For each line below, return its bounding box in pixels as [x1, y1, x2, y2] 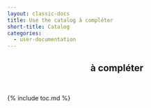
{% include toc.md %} [7, 93, 71, 102]
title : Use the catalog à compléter [7, 17, 113, 24]
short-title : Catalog [7, 23, 70, 30]
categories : [7, 29, 42, 37]
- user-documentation [13, 36, 77, 43]
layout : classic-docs [7, 10, 70, 17]
